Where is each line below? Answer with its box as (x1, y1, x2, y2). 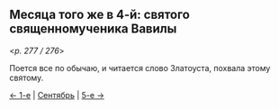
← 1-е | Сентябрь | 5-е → (9, 89, 105, 100)
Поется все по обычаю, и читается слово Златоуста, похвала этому (9, 62, 271, 73)
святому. (9, 72, 44, 83)
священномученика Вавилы (9, 22, 177, 37)
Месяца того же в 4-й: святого (9, 7, 191, 23)
